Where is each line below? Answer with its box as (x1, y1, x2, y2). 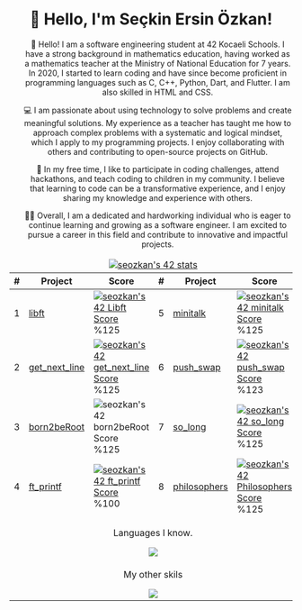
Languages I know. (113, 526, 193, 539)
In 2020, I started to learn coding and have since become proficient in (28, 68, 288, 78)
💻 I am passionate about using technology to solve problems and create (23, 105, 292, 115)
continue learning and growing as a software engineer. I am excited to (28, 219, 288, 230)
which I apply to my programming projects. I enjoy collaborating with (31, 136, 285, 148)
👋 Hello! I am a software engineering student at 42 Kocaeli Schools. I (31, 39, 285, 50)
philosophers (173, 480, 229, 493)
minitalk (173, 306, 207, 319)
